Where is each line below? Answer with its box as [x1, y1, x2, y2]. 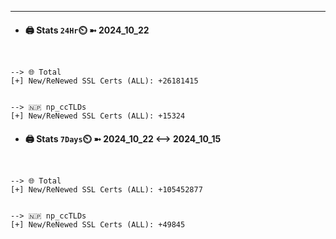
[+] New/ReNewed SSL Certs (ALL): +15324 [10, 111, 186, 121]
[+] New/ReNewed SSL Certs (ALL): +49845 [10, 220, 186, 230]
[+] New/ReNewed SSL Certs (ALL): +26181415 [10, 76, 199, 86]
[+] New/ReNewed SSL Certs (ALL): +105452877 [10, 185, 203, 195]
